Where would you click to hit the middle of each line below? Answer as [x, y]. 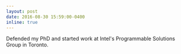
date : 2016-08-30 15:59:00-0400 [45, 17]
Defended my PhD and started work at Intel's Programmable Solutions [91, 39]
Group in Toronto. [27, 45]
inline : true [22, 22]
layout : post [22, 11]
